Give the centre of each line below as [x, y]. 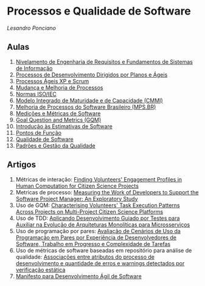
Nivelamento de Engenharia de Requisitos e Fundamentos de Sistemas [104, 61]
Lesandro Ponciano [32, 28]
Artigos [21, 165]
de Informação [34, 68]
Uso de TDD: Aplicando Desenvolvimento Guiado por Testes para [98, 218]
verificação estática [40, 270]
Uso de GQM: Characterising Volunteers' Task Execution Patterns [98, 205]
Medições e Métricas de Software [58, 113]
